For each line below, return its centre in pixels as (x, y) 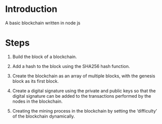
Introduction (31, 9)
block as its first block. (35, 81)
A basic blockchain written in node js (43, 23)
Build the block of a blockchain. (44, 57)
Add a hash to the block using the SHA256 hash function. (71, 66)
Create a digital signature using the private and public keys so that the (84, 91)
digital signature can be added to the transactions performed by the (82, 96)
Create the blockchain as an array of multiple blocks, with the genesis (84, 76)
